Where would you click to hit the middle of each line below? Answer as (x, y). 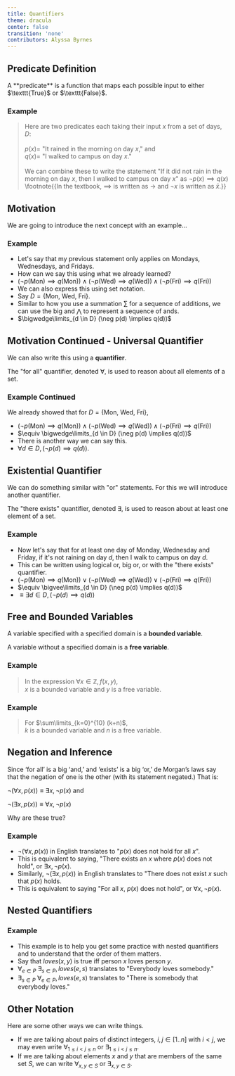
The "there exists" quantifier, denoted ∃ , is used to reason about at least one (118, 509)
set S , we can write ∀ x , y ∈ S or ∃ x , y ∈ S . (75, 1064)
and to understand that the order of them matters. (89, 954)
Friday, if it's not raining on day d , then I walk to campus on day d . (113, 557)
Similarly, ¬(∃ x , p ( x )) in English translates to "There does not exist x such (122, 874)
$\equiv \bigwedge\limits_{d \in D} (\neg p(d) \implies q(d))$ (104, 433)
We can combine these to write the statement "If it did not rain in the (123, 171)
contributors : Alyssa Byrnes (50, 40)
